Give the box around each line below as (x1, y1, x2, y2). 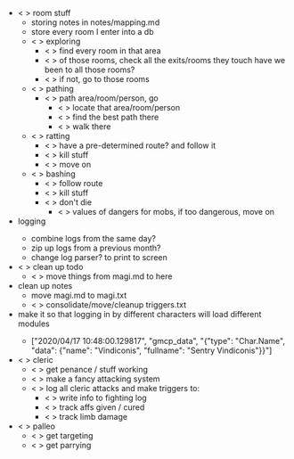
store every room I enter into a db (30, 27, 154, 37)
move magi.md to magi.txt (30, 290, 127, 300)
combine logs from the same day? (30, 234, 156, 243)
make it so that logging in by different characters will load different (17, 309, 262, 319)
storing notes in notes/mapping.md (30, 17, 160, 28)
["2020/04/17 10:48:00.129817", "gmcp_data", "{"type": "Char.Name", (30, 336, 285, 346)
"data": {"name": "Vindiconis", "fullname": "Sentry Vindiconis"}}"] (30, 345, 273, 356)
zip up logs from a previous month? (30, 242, 162, 253)
